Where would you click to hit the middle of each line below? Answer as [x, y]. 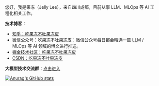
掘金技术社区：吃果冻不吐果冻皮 [44, 52]
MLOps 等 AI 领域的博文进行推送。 [46, 46]
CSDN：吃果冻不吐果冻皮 [37, 58]
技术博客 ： [16, 24]
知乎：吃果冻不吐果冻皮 [35, 34]
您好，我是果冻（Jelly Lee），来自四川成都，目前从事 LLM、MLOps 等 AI [77, 7]
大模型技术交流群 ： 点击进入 [33, 69]
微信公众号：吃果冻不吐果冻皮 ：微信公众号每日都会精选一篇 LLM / [78, 40]
